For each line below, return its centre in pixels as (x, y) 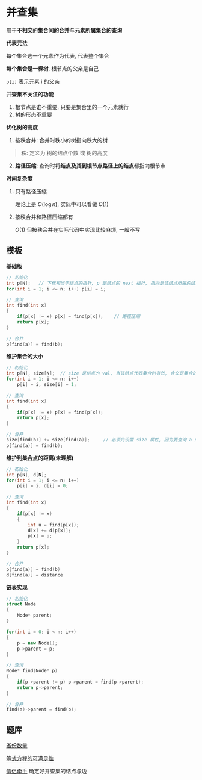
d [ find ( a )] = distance (35, 575)
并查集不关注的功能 (30, 94)
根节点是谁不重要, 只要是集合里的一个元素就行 (72, 107)
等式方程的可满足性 (30, 758)
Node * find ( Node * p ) (32, 671)
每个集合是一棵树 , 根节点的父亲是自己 (53, 68)
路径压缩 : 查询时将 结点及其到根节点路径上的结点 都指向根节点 (90, 166)
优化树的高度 (22, 127)
